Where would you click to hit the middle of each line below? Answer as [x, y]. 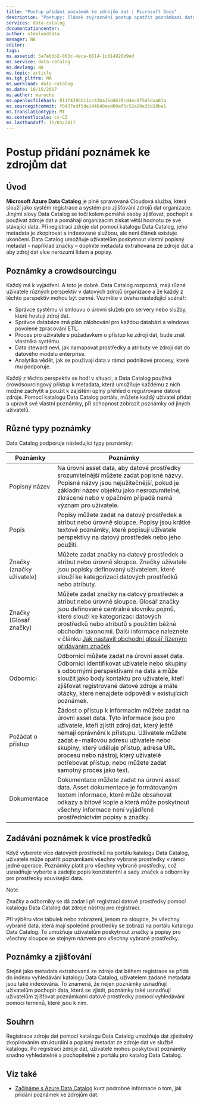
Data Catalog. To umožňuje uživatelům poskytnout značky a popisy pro [94, 931]
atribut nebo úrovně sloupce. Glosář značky [118, 601]
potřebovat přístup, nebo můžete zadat [112, 762]
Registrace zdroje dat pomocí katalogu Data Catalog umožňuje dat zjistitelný [100, 1036]
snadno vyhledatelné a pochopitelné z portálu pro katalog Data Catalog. [94, 1055]
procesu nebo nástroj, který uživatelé [110, 755]
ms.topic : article [29, 73]
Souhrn [20, 1022]
